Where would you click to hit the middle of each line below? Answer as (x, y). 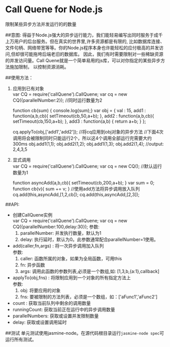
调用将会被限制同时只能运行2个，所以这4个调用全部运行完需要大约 (82, 138)
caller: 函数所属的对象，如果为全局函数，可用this (71, 258)
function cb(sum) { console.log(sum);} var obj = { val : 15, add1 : (79, 110)
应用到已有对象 (28, 88)
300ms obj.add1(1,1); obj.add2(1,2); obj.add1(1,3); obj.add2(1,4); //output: (88, 144)
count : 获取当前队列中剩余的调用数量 (52, 303)
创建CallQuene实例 (32, 215)
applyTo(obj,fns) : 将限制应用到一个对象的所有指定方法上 (72, 277)
